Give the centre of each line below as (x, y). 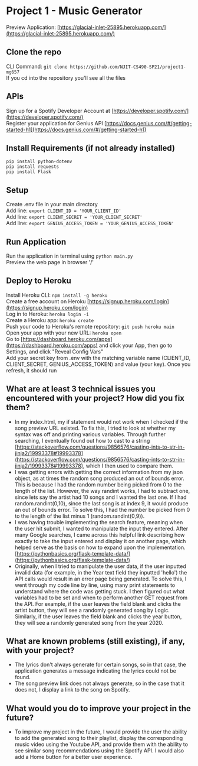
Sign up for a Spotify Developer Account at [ (60, 111)
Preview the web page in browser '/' (50, 262)
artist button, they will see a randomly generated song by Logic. (92, 610)
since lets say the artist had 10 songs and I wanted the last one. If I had (100, 497)
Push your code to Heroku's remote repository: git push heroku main (90, 326)
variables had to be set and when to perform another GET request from (101, 598)
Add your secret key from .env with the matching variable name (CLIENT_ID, (98, 358)
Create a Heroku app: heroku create (50, 320)
